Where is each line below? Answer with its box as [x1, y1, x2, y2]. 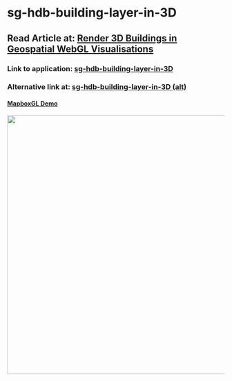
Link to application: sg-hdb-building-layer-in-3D [7, 63, 174, 73]
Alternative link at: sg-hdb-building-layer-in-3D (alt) [7, 82, 187, 92]
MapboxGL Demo [7, 99, 58, 108]
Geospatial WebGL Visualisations [7, 43, 154, 55]
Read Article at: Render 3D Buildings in [7, 32, 177, 44]
